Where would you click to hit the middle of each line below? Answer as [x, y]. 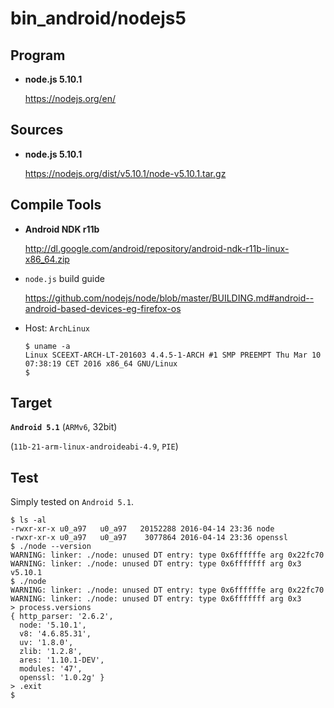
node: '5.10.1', [53, 625]
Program [38, 55]
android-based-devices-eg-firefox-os [103, 308]
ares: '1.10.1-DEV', [62, 660]
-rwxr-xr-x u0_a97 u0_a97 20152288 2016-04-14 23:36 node [142, 529]
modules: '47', [51, 669]
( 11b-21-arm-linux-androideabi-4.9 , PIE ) [94, 446]
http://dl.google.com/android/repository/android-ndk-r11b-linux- [157, 248]
